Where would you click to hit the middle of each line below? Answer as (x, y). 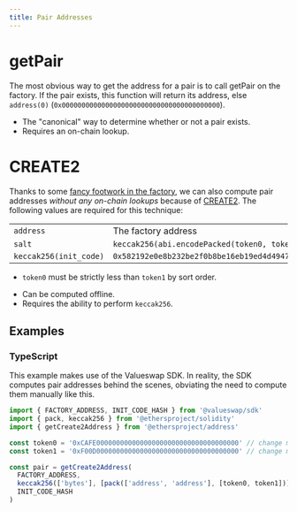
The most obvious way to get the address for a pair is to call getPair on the (145, 86)
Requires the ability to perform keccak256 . (98, 303)
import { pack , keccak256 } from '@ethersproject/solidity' (122, 419)
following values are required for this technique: (96, 210)
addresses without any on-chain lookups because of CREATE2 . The (133, 201)
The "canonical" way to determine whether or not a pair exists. (136, 121)
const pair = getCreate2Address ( (71, 467)
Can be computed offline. (68, 294)
